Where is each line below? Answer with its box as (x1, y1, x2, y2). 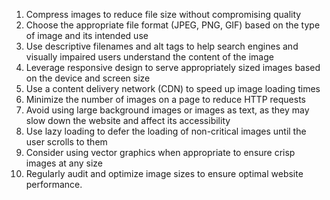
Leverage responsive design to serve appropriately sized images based (25, 62, 321, 73)
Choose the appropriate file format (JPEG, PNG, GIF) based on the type (25, 19, 321, 31)
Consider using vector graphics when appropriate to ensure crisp (25, 147, 296, 158)
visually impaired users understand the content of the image (25, 51, 274, 63)
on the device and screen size (25, 72, 151, 84)
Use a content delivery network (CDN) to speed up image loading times (25, 83, 321, 94)
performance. (25, 179, 83, 190)
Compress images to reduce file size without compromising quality (25, 9, 302, 20)
